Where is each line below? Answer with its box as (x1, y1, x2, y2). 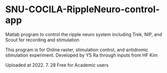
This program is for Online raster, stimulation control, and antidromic (5, 46, 149, 53)
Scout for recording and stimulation (5, 37, 80, 43)
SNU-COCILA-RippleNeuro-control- (5, 4, 160, 15)
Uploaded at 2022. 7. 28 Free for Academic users (5, 62, 109, 68)
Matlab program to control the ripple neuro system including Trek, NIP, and (5, 31, 162, 37)
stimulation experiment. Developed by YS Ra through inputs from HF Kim (5, 52, 158, 58)
